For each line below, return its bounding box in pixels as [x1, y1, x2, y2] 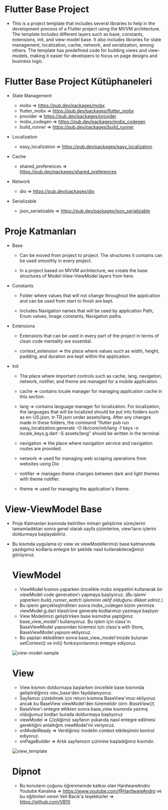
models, [12, 52, 29, 59]
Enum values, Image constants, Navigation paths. [19, 313, 123, 319]
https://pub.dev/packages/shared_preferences [19, 168, 117, 174]
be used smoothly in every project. [19, 257, 92, 264]
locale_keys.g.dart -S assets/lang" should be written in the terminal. [19, 430, 161, 436]
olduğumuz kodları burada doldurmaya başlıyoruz [19, 711, 123, 717]
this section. [19, 393, 45, 399]
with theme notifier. [19, 475, 60, 482]
